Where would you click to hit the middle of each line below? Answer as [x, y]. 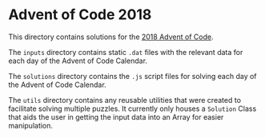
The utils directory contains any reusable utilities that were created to [125, 100]
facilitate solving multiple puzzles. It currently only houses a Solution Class [132, 108]
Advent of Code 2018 [80, 15]
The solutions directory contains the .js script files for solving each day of [133, 76]
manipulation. [31, 125]
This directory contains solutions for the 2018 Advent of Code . [111, 37]
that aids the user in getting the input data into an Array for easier [116, 116]
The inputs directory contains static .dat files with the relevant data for [126, 52]
